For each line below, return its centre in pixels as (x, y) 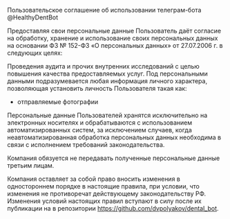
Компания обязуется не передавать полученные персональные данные (114, 158)
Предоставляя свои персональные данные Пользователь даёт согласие (114, 31)
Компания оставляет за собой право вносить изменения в (94, 179)
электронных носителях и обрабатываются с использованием (100, 123)
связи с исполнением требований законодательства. (86, 144)
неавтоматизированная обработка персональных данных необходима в (114, 137)
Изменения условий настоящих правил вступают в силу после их (104, 201)
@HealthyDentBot (33, 17)
